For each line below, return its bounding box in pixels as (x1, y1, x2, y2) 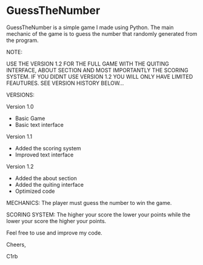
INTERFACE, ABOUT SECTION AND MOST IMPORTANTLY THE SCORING (6, 66, 189, 73)
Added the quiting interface (15, 181, 84, 188)
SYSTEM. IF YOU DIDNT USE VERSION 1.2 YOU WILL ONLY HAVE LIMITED (6, 73, 193, 80)
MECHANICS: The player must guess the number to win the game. (6, 199, 172, 206)
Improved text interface (15, 151, 74, 158)
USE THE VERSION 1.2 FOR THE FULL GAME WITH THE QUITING (6, 60, 170, 67)
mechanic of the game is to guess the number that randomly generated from (6, 30, 198, 37)
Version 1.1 (6, 133, 32, 140)
